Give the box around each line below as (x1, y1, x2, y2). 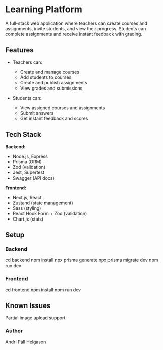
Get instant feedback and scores (20, 115, 88, 121)
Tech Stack (5, 130, 41, 139)
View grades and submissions (20, 85, 83, 91)
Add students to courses (20, 74, 72, 80)
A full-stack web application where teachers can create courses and (5, 20, 148, 26)
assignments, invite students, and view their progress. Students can (5, 25, 146, 31)
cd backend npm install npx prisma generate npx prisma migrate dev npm (5, 257, 158, 264)
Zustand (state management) (12, 200, 73, 206)
